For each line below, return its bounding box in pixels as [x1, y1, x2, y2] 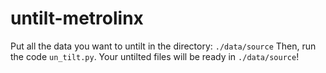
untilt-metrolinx [10, 7, 144, 30]
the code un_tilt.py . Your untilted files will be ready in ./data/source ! [10, 50, 300, 62]
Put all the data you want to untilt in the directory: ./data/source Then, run [10, 40, 317, 52]
